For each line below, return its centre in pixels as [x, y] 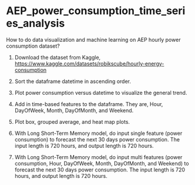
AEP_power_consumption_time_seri [96, 11]
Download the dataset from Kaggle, [58, 57]
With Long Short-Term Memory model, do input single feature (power [98, 133]
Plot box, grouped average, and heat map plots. [72, 121]
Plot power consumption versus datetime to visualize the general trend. [101, 92]
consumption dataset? [33, 46]
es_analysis [36, 23]
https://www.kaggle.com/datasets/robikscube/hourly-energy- [89, 64]
